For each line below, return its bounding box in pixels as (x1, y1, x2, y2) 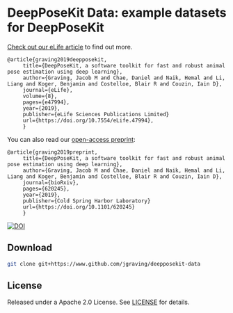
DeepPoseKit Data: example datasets (7, 5, 227, 21)
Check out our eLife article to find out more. (7, 42, 133, 51)
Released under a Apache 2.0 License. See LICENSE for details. (7, 298, 190, 307)
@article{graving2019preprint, (7, 148, 98, 156)
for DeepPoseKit (7, 19, 104, 35)
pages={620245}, (22, 185, 70, 192)
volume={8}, (22, 93, 58, 99)
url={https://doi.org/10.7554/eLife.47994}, (22, 117, 154, 124)
